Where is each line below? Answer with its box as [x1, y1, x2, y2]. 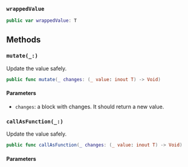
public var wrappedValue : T [6, 18, 77, 24]
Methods [6, 34, 41, 45]
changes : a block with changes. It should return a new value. [15, 103, 164, 110]
